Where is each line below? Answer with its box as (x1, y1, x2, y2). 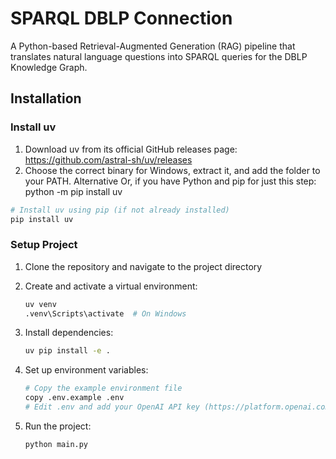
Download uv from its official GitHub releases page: (24, 143, 238, 155)
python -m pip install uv (24, 185, 123, 197)
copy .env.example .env (24, 393, 125, 403)
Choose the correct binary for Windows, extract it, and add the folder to (24, 164, 321, 176)
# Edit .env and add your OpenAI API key (24, 402, 200, 412)
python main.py (24, 439, 89, 449)
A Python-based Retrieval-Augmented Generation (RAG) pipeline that (10, 40, 296, 52)
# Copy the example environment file (24, 383, 183, 394)
